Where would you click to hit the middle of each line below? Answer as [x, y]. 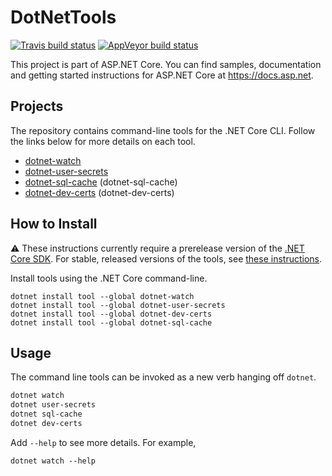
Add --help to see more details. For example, [103, 442]
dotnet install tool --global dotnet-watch [102, 296]
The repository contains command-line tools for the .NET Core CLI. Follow [163, 130]
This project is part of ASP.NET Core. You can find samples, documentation [166, 64]
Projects [37, 106]
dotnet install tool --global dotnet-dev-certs [111, 314]
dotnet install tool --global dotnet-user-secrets [118, 305]
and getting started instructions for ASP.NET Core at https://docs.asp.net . [162, 75]
